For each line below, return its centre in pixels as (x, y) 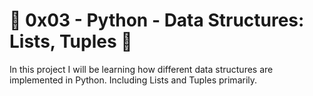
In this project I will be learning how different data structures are (141, 69)
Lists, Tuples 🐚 (71, 41)
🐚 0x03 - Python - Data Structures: (157, 20)
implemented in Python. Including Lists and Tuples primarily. (133, 80)
